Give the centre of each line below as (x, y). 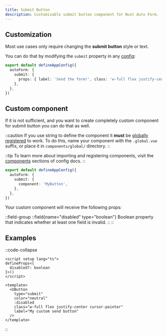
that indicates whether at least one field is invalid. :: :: (60, 223)
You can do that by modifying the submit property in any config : (70, 56)
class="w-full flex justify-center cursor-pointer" (69, 307)
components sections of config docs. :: (45, 161)
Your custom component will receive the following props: (63, 208)
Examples (21, 238)
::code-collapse (21, 250)
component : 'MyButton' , (43, 184)
